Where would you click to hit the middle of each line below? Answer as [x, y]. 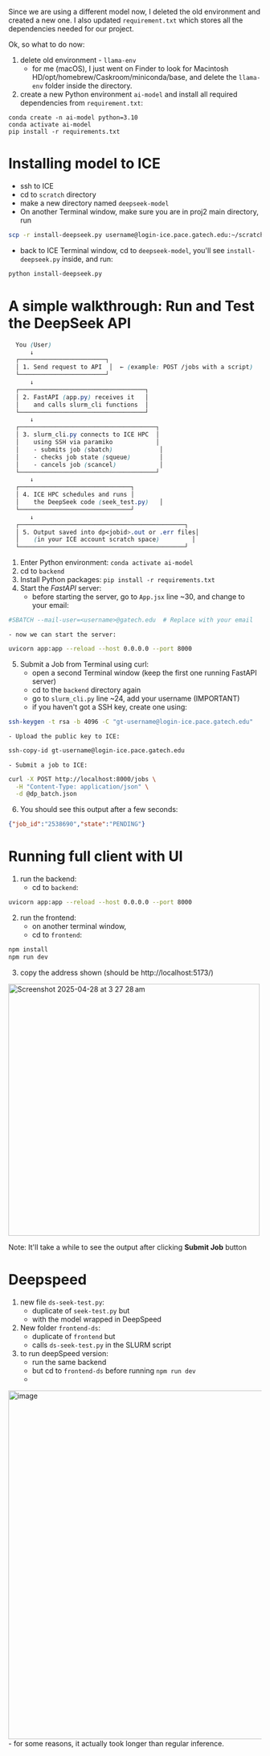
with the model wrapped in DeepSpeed [97, 1319]
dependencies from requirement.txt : [81, 103]
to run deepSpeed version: [64, 1353]
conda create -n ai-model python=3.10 [73, 118]
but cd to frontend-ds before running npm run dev [114, 1371]
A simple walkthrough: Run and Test [131, 306]
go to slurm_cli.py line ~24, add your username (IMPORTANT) [136, 698]
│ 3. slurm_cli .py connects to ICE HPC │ [88, 435]
